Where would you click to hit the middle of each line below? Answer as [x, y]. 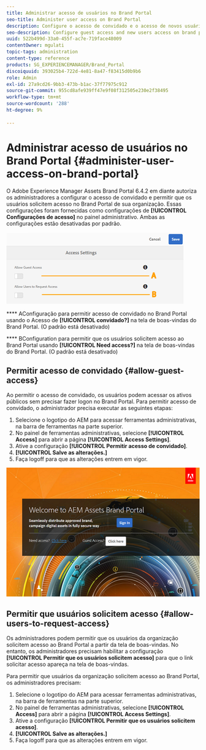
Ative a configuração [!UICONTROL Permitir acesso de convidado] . [101, 446]
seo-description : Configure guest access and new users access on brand [101, 33]
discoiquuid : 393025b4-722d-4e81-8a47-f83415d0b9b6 [74, 71]
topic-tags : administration [42, 52]
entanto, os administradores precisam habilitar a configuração [85, 651]
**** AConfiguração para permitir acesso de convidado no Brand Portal [97, 314]
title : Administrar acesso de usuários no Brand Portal [79, 13]
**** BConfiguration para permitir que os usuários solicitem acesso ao [95, 338]
